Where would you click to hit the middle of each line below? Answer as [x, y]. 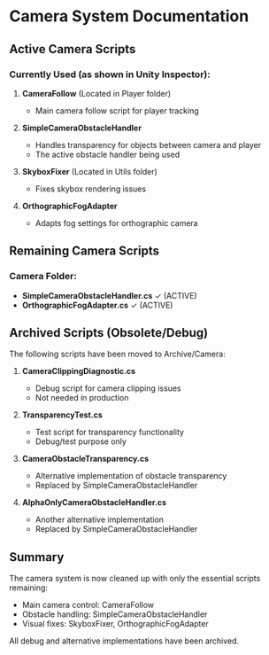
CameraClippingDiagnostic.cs [78, 371]
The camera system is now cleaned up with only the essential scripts [135, 579]
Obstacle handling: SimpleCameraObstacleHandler [115, 614]
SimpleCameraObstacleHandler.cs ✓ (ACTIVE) [109, 295]
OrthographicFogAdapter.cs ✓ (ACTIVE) [97, 305]
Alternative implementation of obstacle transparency [131, 476]
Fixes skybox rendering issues [91, 189]
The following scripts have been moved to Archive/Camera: [117, 354]
